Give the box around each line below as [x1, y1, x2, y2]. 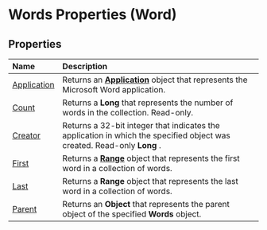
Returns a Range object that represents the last [62, 176, 238, 186]
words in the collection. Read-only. [62, 107, 194, 118]
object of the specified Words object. [62, 209, 202, 220]
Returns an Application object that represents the [62, 74, 248, 85]
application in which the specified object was [62, 130, 230, 141]
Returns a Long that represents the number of [62, 97, 234, 108]
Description [62, 61, 108, 72]
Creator [12, 130, 41, 141]
